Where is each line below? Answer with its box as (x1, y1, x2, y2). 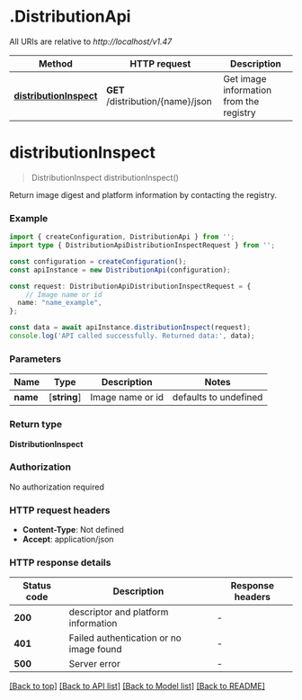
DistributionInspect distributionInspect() (31, 172, 180, 183)
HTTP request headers (9, 504, 111, 516)
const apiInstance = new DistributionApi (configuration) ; (9, 265, 231, 274)
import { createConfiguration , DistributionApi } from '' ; (9, 232, 235, 242)
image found (68, 643, 123, 656)
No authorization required (9, 481, 105, 492)
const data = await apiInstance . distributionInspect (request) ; (9, 323, 252, 332)
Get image (223, 72, 267, 85)
